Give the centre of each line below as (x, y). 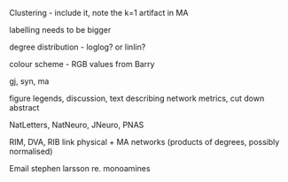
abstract (24, 108)
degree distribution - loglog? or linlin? (78, 47)
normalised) (31, 151)
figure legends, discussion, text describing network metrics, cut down (137, 98)
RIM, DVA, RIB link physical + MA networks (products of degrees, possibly (144, 142)
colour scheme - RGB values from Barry (82, 64)
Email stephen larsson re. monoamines (80, 168)
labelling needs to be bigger (60, 30)
